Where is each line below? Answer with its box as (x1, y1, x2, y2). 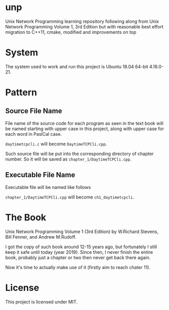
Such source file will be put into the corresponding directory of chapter (5, 150, 154, 157)
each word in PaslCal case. (5, 131, 62, 137)
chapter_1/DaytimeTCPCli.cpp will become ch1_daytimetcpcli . (5, 194, 134, 200)
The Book (5, 212, 47, 223)
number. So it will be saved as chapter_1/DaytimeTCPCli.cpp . (5, 156, 132, 162)
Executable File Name (5, 171, 75, 179)
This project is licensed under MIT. (5, 298, 78, 305)
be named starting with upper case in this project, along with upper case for (5, 126, 164, 132)
